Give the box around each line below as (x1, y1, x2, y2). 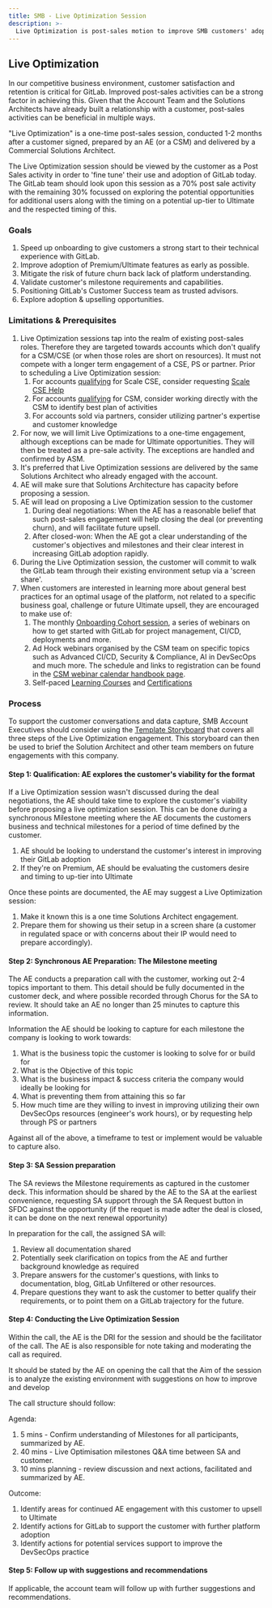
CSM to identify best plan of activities (32, 402, 158, 412)
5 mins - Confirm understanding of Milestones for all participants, (19, 1429, 239, 1439)
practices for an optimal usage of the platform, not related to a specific (19, 591, 257, 601)
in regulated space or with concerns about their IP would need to (19, 929, 237, 939)
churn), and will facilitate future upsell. (32, 522, 160, 532)
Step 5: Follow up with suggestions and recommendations (8, 1565, 208, 1576)
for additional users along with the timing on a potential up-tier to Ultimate (8, 196, 255, 206)
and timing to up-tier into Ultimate (19, 872, 134, 881)
